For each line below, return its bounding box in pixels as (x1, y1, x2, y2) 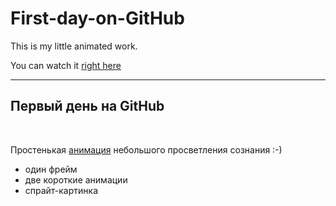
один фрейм (24, 163, 78, 175)
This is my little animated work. (10, 40, 138, 52)
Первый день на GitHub (10, 98, 165, 115)
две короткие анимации (24, 173, 128, 186)
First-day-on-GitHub (10, 7, 185, 30)
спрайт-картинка (24, 184, 99, 196)
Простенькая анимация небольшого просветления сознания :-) (10, 143, 283, 156)
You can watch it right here (10, 59, 122, 71)
